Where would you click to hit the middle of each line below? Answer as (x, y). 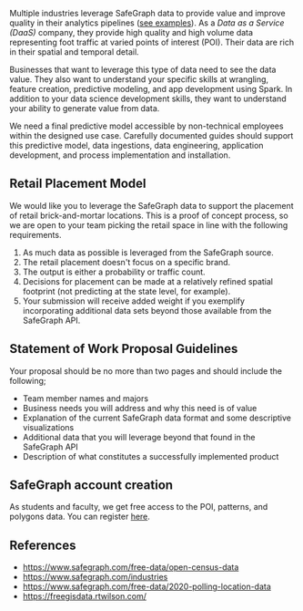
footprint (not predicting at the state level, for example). (126, 291)
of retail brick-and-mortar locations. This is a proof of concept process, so (149, 215)
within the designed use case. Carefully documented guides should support (151, 135)
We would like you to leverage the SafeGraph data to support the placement (151, 205)
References (43, 545)
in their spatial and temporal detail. (74, 52)
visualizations (48, 427)
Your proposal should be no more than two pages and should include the (146, 371)
